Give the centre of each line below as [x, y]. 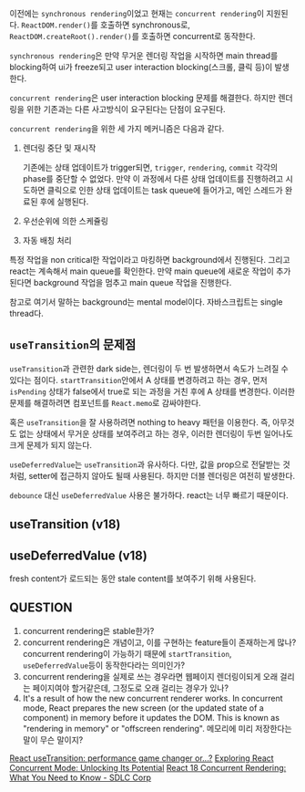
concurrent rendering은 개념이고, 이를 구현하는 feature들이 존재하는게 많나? [159, 642]
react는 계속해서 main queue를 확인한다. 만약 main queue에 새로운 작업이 [142, 271]
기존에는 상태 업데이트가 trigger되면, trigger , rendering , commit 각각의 [150, 167]
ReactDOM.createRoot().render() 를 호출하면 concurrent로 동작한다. [132, 36]
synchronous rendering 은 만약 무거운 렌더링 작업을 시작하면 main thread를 [144, 56]
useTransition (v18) [65, 524]
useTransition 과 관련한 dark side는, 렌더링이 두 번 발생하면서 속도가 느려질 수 [149, 369]
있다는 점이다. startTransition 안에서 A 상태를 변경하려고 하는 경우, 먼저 [138, 380]
